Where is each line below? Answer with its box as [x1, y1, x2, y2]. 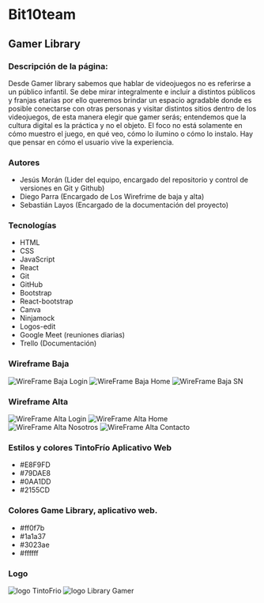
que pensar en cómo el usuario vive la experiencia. [8, 137, 175, 147]
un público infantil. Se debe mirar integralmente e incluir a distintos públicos [8, 87, 255, 96]
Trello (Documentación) [19, 338, 97, 349]
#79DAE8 [19, 469, 51, 478]
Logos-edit [19, 322, 56, 331]
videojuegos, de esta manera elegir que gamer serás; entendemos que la [8, 112, 247, 122]
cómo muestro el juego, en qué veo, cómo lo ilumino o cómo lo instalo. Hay [8, 129, 254, 138]
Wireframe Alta [8, 396, 69, 407]
